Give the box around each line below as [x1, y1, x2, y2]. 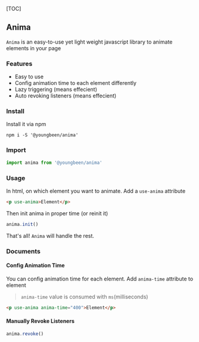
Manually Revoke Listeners [6, 317, 74, 325]
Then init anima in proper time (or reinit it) [6, 209, 108, 217]
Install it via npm [6, 121, 46, 128]
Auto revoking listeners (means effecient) [14, 92, 117, 99]
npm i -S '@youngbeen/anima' [6, 132, 79, 138]
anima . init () [6, 221, 39, 227]
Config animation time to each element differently [14, 80, 137, 87]
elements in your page [6, 44, 61, 51]
